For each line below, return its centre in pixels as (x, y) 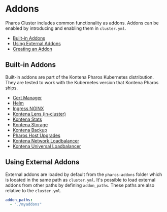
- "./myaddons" (26, 204)
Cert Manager (27, 97)
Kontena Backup (30, 130)
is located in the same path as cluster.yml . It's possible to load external (80, 180)
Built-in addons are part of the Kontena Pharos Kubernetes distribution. (79, 77)
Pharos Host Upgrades (37, 135)
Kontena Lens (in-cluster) (39, 114)
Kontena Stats (27, 119)
